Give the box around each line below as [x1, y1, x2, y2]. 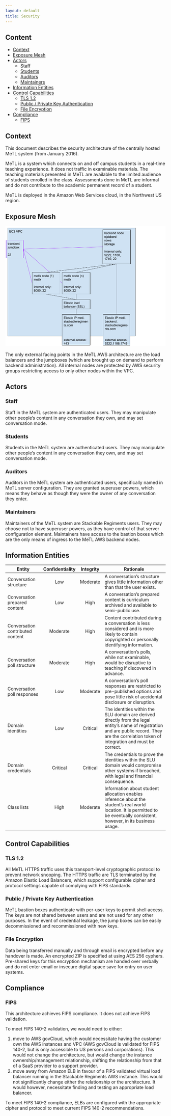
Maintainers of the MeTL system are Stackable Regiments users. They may [5, 520, 162, 526]
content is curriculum [104, 596, 149, 603]
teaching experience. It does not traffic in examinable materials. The [5, 166, 149, 172]
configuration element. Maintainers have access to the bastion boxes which [5, 531, 164, 537]
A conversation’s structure [104, 574, 159, 580]
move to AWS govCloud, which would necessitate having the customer [12, 1036, 161, 1042]
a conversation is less [104, 620, 150, 626]
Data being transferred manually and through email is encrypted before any [5, 947, 164, 954]
